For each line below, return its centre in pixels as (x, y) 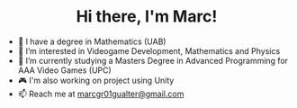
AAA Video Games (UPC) (65, 70)
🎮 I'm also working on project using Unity (96, 80)
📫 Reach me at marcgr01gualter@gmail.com (101, 94)
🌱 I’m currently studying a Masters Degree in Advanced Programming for (153, 60)
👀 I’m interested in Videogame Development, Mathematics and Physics (149, 50)
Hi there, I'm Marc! (147, 17)
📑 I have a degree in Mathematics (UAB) (92, 41)
